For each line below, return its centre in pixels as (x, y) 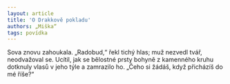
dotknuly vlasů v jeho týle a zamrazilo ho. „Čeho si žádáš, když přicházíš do (115, 67)
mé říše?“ (21, 74)
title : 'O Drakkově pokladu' (49, 20)
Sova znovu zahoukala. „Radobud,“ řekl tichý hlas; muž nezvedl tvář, (105, 52)
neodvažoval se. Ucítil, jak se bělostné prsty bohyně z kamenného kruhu (111, 60)
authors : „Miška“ (32, 26)
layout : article (30, 13)
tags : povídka (28, 33)
